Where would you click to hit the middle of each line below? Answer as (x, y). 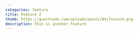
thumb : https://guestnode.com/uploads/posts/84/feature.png (70, 19)
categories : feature (27, 10)
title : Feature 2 (23, 14)
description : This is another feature (46, 24)
